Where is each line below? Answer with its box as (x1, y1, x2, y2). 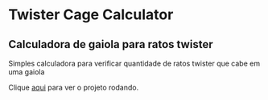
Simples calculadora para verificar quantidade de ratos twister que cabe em (8, 58, 260, 68)
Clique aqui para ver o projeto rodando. (8, 82, 139, 92)
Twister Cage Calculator (8, 6, 174, 24)
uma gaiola (8, 67, 45, 77)
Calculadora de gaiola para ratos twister (8, 38, 213, 51)
